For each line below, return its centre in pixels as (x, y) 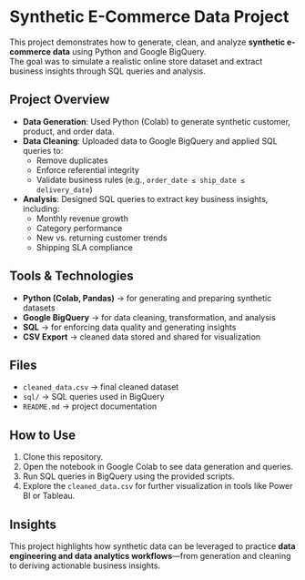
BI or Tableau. (49, 496)
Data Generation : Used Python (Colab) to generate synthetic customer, (157, 121)
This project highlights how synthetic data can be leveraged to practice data (152, 546)
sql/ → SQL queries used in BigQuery (94, 397)
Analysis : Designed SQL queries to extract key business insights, (145, 198)
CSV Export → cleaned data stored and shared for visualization (142, 336)
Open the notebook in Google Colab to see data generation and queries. (158, 467)
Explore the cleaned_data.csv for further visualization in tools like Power (158, 486)
